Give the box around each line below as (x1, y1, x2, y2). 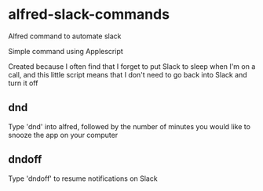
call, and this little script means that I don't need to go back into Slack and (8, 70, 247, 79)
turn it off (8, 78, 38, 88)
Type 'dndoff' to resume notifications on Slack (8, 174, 159, 183)
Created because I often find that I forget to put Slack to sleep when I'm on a (8, 61, 256, 71)
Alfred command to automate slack (8, 31, 122, 41)
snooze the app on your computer (8, 130, 119, 139)
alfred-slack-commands (8, 5, 170, 23)
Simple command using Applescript (8, 46, 123, 56)
